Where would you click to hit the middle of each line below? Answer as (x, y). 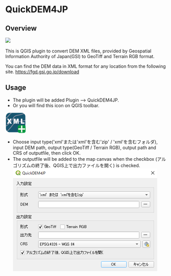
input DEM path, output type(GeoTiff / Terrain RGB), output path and (84, 147)
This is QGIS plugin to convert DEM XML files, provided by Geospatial (78, 51)
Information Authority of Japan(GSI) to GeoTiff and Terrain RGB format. (80, 56)
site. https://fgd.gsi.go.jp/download (42, 72)
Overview (21, 28)
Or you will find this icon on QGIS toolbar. (56, 105)
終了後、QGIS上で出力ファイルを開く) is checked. (88, 165)
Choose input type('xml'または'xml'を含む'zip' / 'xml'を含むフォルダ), (85, 142)
